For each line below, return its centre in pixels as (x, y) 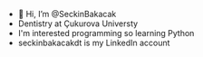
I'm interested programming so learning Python (106, 33)
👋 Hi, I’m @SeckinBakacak (67, 14)
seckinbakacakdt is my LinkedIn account (94, 43)
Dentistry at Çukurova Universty (78, 24)
